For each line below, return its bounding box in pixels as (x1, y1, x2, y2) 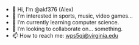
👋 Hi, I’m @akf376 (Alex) (12, 6, 74, 13)
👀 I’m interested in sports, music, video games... (12, 12, 133, 19)
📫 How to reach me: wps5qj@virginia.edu (12, 32, 119, 39)
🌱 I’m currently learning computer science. (12, 19, 119, 26)
